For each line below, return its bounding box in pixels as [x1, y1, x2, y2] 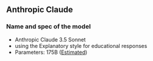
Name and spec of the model [6, 23, 91, 31]
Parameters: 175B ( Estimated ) [14, 49, 88, 56]
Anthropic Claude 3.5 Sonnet [14, 36, 86, 43]
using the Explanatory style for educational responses [14, 42, 148, 49]
